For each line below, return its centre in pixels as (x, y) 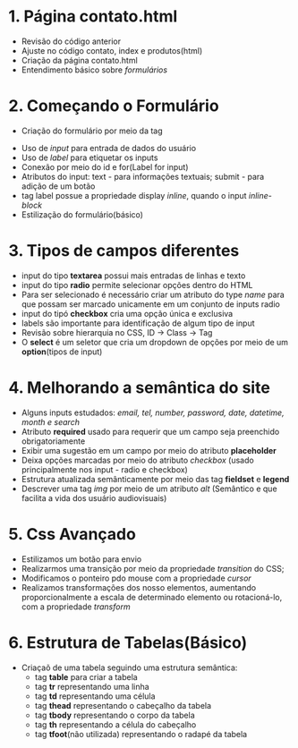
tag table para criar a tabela (86, 676)
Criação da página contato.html (79, 60)
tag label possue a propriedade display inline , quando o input (134, 195)
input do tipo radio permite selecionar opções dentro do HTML (137, 285)
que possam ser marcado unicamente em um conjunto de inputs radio (151, 304)
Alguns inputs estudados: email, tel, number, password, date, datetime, (153, 412)
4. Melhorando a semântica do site (139, 387)
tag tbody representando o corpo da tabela (115, 715)
